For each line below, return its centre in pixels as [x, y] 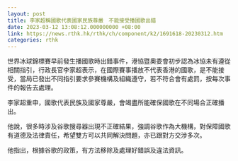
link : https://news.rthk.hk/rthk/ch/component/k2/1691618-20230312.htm [115, 34]
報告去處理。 [38, 88]
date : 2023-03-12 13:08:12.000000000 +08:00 [74, 27]
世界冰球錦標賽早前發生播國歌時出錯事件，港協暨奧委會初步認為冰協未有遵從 [119, 61]
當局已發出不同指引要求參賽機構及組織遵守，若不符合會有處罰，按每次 [122, 79]
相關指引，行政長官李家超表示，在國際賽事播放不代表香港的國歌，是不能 [113, 70]
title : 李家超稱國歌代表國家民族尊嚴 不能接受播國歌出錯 [82, 20]
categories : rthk [33, 40]
